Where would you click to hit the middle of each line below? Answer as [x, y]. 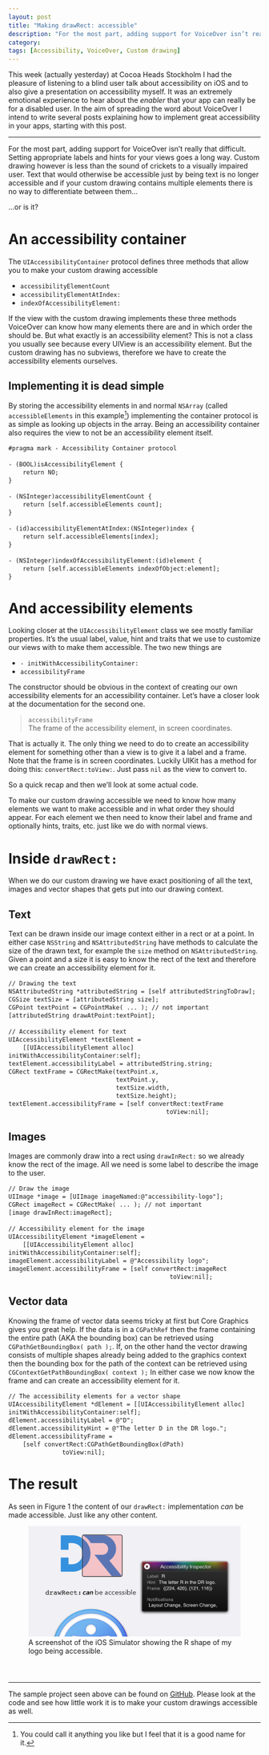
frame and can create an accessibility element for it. [94, 1380]
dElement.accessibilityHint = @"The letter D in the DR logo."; [118, 1428]
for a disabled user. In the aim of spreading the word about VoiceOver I [125, 109]
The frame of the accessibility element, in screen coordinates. [130, 728]
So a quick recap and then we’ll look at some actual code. [103, 785]
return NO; [41, 472]
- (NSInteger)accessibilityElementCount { [80, 496]
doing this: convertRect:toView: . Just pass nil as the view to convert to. [128, 770]
